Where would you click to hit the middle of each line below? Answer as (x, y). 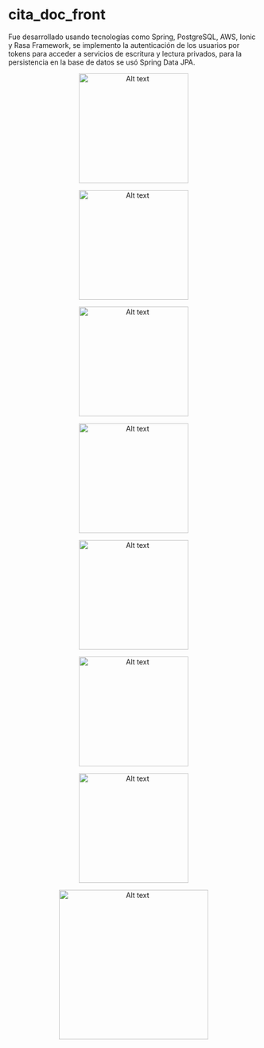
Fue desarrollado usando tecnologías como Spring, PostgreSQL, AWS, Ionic (132, 37)
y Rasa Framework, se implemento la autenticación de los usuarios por (124, 45)
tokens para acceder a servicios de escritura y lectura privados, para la (125, 53)
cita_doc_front (57, 15)
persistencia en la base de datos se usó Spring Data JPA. (102, 62)
